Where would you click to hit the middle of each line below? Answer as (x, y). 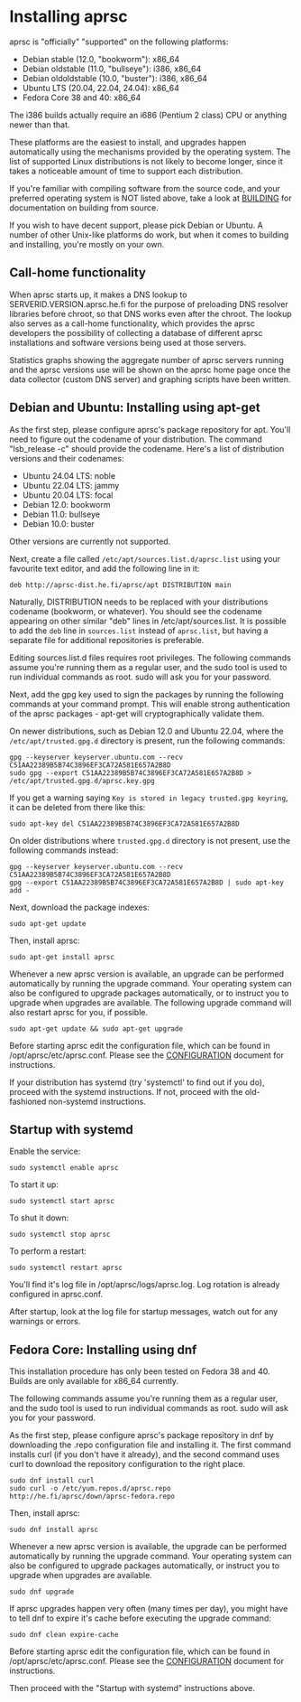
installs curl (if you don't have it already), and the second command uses (145, 1454)
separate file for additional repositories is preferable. (107, 640)
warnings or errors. (45, 1322)
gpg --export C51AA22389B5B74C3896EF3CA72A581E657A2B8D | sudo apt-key (146, 883)
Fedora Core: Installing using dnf (103, 1349)
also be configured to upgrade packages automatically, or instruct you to (145, 1566)
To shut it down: (39, 1218)
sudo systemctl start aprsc (62, 1202)
